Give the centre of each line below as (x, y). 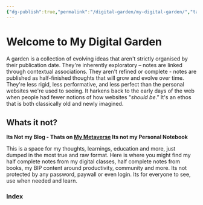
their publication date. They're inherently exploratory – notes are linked (95, 65)
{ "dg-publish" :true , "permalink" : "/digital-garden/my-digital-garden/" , (98, 12)
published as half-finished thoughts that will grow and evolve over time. (95, 78)
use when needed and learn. (42, 181)
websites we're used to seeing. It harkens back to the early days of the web (101, 91)
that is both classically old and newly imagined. (65, 103)
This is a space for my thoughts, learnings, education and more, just (91, 149)
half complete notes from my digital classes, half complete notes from (93, 161)
